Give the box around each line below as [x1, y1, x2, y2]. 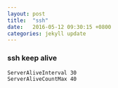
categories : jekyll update [7, 30, 86, 37]
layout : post [7, 10, 46, 18]
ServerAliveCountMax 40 [7, 75, 77, 82]
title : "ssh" [7, 17, 49, 24]
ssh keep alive [7, 54, 58, 63]
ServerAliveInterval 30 [7, 69, 77, 76]
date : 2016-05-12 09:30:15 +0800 [7, 23, 112, 30]
